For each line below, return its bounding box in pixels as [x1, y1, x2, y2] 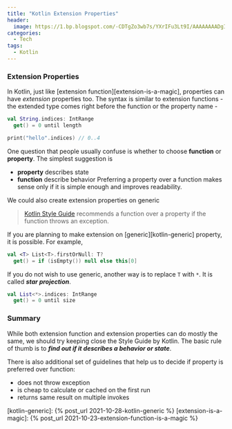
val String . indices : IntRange [7, 116, 95, 123]
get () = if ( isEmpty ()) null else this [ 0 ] [13, 257, 137, 264]
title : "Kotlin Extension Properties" [7, 10, 119, 17]
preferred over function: [7, 365, 76, 373]
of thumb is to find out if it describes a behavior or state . [7, 344, 172, 352]
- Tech [13, 36, 32, 43]
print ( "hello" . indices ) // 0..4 [7, 134, 100, 141]
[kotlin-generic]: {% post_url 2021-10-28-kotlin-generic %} [7, 406, 175, 414]
